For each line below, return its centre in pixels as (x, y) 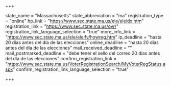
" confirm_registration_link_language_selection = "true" (71, 69)
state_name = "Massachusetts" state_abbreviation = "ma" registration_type (84, 15)
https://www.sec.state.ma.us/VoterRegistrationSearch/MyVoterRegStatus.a (87, 64)
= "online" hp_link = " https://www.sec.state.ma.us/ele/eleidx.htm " (75, 21)
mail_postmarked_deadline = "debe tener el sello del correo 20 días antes (83, 53)
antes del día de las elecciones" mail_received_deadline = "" (69, 48)
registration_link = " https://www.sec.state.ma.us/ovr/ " (62, 26)
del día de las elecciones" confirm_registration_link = (61, 58)
